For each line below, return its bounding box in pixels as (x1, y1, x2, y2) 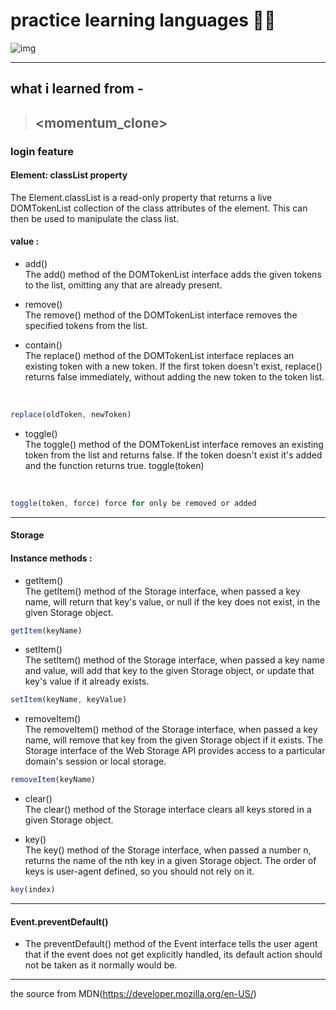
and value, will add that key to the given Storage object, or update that (24, 665, 315, 677)
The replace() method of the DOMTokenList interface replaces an (24, 350, 295, 362)
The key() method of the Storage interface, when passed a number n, (24, 844, 312, 856)
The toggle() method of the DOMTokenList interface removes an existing (24, 438, 324, 450)
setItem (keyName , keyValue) (10, 695, 128, 705)
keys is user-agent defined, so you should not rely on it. (24, 865, 255, 878)
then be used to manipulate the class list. (10, 212, 180, 224)
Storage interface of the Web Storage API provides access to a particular (24, 745, 326, 757)
